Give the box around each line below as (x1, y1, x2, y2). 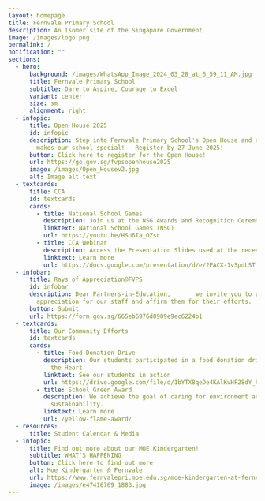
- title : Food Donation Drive (36, 349, 136, 357)
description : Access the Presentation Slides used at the (43, 246, 238, 254)
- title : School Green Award (36, 386, 132, 394)
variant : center (28, 92, 83, 100)
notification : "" (8, 48, 65, 56)
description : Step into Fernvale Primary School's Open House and (28, 136, 252, 144)
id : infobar (28, 283, 69, 291)
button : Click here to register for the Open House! (28, 151, 207, 159)
